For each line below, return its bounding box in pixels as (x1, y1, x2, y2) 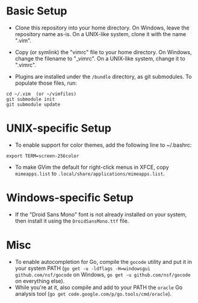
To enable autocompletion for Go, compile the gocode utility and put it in (14, 258, 193, 265)
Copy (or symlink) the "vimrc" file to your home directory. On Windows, (14, 48, 192, 55)
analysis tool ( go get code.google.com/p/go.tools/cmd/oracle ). (14, 290, 172, 297)
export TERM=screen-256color (6, 153, 79, 159)
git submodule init (6, 96, 55, 102)
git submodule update (6, 101, 61, 108)
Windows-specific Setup (6, 191, 134, 205)
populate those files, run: (14, 79, 77, 87)
